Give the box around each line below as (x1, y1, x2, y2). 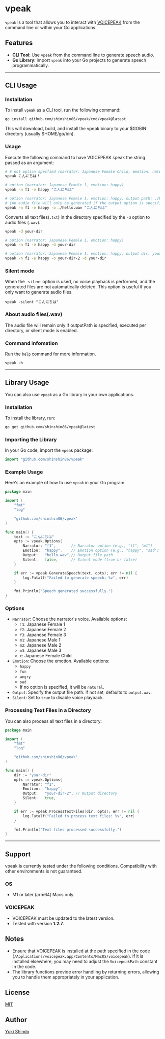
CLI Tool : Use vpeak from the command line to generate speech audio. (12, 52, 155, 58)
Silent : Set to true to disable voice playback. (12, 695, 104, 701)
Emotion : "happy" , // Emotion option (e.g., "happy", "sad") (23, 548, 160, 553)
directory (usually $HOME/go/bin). (5, 131, 75, 137)
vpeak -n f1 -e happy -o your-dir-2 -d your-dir (5, 256, 107, 261)
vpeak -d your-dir (5, 229, 43, 234)
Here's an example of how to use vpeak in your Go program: (5, 480, 126, 486)
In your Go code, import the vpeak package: (5, 447, 93, 453)
